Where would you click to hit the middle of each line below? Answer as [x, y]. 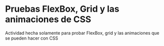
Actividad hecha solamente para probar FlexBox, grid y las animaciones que [82, 33]
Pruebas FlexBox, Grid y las [62, 9]
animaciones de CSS [48, 19]
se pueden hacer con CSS [32, 38]
